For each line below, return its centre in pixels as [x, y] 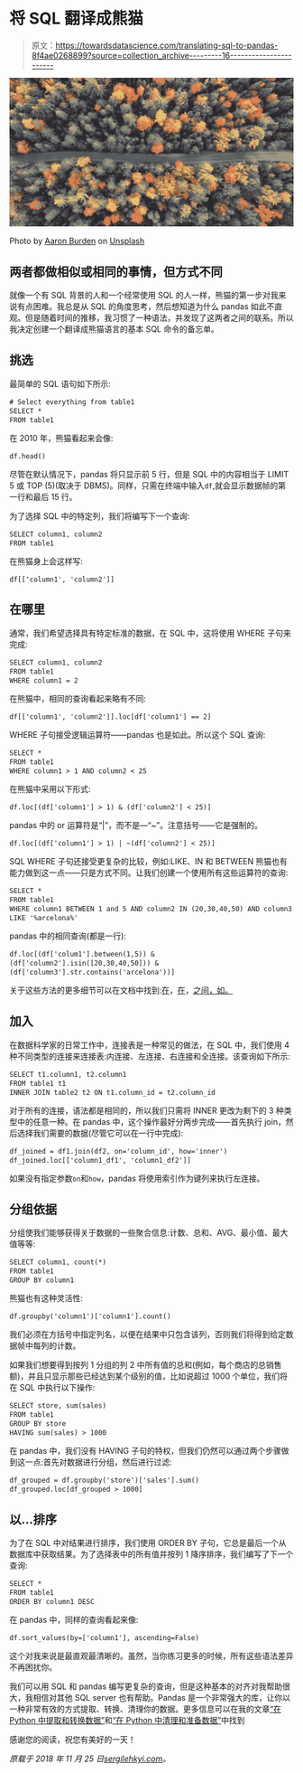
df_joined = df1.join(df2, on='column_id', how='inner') [119, 1151]
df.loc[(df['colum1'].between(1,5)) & [82, 954]
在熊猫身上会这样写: [46, 561]
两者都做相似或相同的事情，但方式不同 [116, 272]
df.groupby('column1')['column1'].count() [90, 1316]
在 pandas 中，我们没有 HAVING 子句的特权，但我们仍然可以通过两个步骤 [145, 1451]
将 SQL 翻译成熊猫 [77, 19]
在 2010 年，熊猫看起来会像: [61, 438]
